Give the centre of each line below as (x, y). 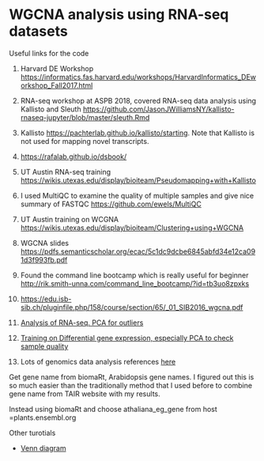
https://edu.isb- (46, 299)
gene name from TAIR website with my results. (85, 394)
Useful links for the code (49, 53)
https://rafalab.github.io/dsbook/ (74, 157)
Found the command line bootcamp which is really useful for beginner (134, 275)
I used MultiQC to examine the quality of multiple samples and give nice (137, 195)
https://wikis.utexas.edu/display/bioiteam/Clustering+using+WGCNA (132, 228)
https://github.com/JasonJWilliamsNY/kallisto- (158, 109)
